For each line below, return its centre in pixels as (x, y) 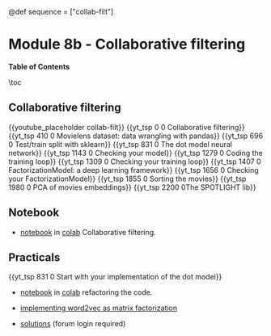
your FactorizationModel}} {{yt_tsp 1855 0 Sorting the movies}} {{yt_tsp (127, 178)
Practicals (34, 257)
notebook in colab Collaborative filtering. (88, 232)
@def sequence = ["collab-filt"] (61, 12)
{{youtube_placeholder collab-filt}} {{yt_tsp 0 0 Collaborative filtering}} (127, 127)
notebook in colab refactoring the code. (86, 292)
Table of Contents (39, 66)
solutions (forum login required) (73, 324)
